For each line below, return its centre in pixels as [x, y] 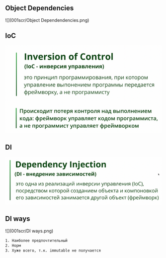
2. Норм [13, 246]
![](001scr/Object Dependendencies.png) [47, 20]
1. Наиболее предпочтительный [37, 241]
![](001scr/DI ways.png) [29, 231]
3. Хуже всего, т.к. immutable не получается [53, 251]
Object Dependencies [40, 8]
